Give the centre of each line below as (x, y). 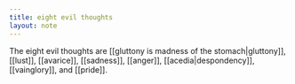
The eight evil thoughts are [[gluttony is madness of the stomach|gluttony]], (147, 50)
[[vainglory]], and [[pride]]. (59, 69)
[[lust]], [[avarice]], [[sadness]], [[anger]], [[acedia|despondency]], (132, 60)
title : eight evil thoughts (61, 17)
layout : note (33, 26)
